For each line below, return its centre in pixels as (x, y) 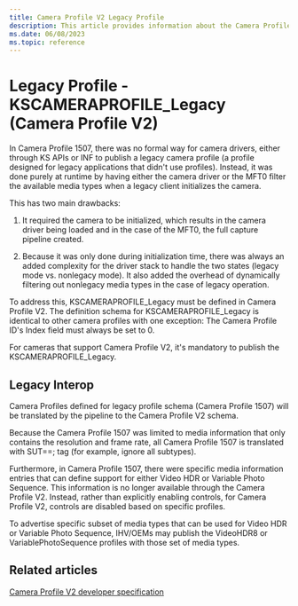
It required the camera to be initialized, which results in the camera (144, 220)
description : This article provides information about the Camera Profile (150, 26)
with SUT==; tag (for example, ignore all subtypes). (103, 452)
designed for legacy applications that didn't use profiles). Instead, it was (141, 167)
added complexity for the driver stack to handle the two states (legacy (150, 266)
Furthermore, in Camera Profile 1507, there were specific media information (146, 468)
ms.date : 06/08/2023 (47, 34)
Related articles (53, 570)
